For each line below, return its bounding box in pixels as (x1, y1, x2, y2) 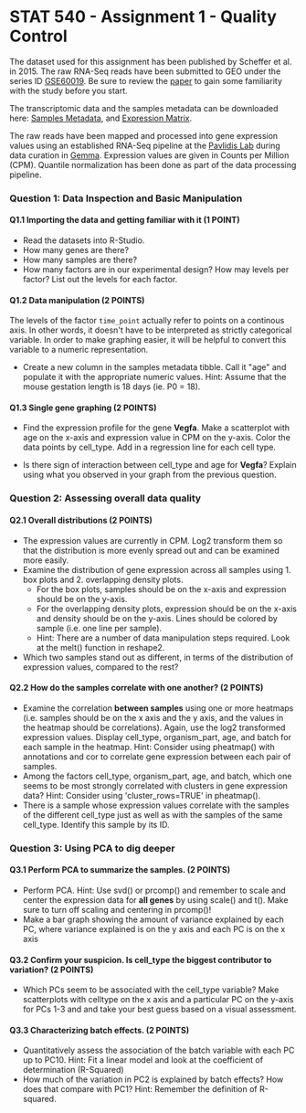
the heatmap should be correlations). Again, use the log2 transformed (22, 722, 286, 733)
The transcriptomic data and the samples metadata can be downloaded (9, 102, 279, 113)
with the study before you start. (9, 85, 128, 96)
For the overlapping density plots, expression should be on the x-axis (36, 603, 297, 614)
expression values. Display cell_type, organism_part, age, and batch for (22, 731, 292, 742)
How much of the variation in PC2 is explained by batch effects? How (22, 1074, 284, 1085)
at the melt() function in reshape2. (36, 641, 165, 652)
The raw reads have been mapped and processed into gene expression (9, 130, 279, 141)
